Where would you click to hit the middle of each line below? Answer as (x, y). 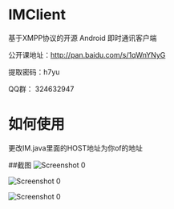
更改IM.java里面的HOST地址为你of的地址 (75, 148)
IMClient (37, 15)
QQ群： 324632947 (41, 89)
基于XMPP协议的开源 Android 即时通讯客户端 (83, 38)
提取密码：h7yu (34, 72)
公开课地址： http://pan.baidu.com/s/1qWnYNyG (87, 54)
